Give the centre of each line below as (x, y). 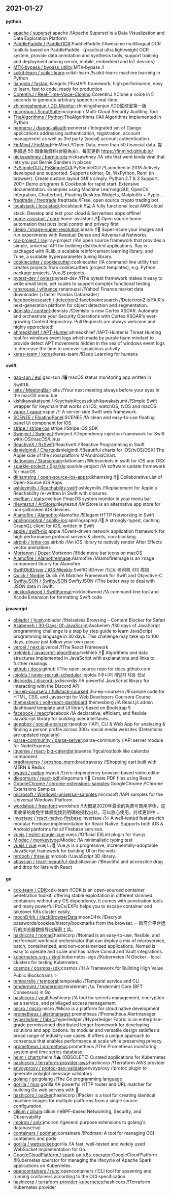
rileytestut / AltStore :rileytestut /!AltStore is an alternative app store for (87, 504)
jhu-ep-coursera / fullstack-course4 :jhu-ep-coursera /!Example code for (89, 691)
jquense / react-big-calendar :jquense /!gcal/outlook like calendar (81, 751)
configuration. (28, 1106)
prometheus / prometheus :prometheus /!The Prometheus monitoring (85, 1047)
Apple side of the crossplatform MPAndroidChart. (65, 455)
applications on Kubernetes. (43, 1166)
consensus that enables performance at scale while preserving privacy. (88, 1041)
